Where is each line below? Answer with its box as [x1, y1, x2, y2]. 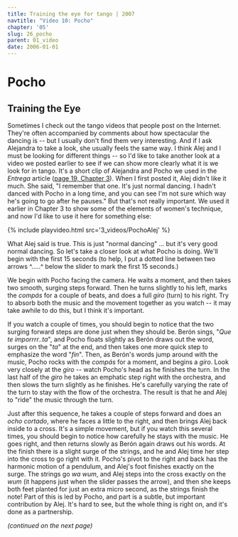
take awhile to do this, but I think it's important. [7, 307, 144, 314]
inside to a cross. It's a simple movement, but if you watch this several [7, 425, 213, 432]
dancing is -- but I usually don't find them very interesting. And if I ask [7, 137, 212, 144]
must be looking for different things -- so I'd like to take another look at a [7, 151, 220, 160]
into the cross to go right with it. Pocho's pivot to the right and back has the [7, 454, 228, 463]
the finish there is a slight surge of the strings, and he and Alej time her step [7, 447, 229, 455]
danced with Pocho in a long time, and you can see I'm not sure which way [7, 189, 227, 198]
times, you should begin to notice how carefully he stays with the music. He [7, 432, 229, 440]
